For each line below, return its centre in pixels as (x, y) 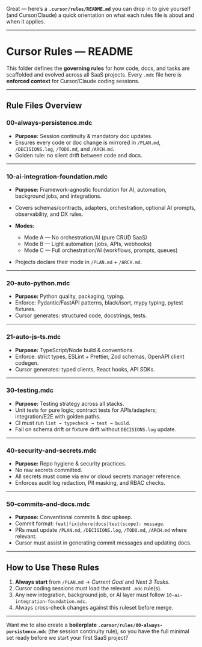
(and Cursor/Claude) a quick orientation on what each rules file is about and (100, 15)
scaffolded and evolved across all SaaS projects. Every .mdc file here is (94, 74)
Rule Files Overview (44, 106)
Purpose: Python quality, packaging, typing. (70, 296)
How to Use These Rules (53, 567)
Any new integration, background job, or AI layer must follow (90, 595)
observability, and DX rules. (49, 214)
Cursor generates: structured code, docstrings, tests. (81, 315)
